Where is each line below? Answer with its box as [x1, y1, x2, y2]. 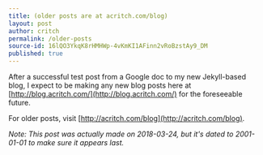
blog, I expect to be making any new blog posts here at [8, 80, 192, 90]
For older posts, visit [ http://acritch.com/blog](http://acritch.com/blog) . [8, 114, 245, 123]
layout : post [8, 19, 53, 28]
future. [8, 98, 31, 107]
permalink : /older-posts [8, 34, 92, 43]
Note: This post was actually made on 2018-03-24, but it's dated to [8, 129, 234, 139]
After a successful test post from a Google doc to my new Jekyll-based [8, 72, 247, 81]
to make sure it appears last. [28, 138, 125, 147]
